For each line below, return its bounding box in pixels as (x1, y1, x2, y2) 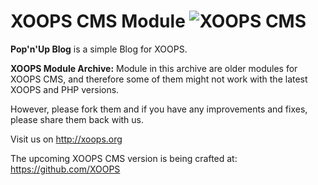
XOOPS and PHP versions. (10, 83, 120, 95)
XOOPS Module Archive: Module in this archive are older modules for (10, 62, 298, 74)
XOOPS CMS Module (10, 10, 186, 33)
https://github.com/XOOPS (10, 163, 121, 175)
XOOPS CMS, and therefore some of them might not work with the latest (10, 73, 308, 85)
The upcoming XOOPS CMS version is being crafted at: (10, 152, 238, 164)
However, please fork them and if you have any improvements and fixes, (10, 103, 308, 115)
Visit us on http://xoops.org (10, 133, 123, 145)
